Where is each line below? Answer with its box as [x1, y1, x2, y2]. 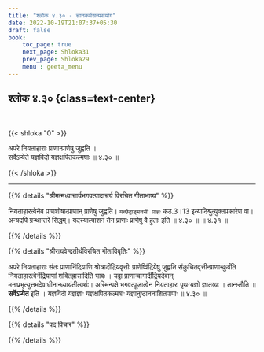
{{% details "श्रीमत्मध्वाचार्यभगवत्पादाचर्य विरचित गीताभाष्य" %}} [8, 191, 174, 200]
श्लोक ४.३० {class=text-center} [8, 92, 156, 106]
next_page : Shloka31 [22, 48, 90, 56]
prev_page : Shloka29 [22, 56, 90, 64]
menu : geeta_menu [22, 63, 82, 71]
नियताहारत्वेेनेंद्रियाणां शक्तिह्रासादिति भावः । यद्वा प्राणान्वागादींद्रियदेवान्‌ [8, 271, 174, 280]
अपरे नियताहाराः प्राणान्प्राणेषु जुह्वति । [8, 143, 97, 153]
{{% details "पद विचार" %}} [8, 320, 90, 329]
